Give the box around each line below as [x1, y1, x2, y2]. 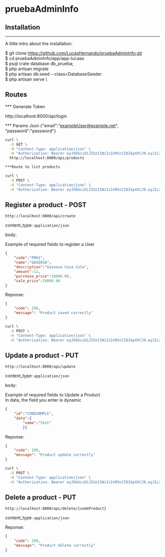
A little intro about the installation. [5, 41, 73, 46]
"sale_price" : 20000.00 [14, 278, 60, 283]
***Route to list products [5, 165, 60, 170]
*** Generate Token [5, 103, 45, 109]
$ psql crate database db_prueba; [5, 60, 74, 66]
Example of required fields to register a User [5, 241, 95, 247]
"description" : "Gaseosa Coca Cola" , [14, 264, 89, 269]
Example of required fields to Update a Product [5, 392, 101, 398]
